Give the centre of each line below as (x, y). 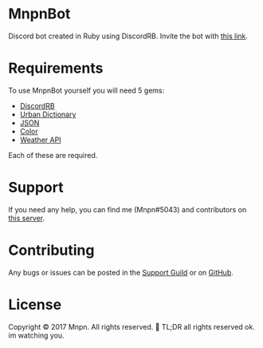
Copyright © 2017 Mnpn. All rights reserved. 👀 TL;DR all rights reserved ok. (131, 326)
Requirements (56, 68)
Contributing (51, 250)
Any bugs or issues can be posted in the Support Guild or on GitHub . (121, 272)
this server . (27, 218)
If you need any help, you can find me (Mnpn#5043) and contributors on (128, 209)
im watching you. (37, 335)
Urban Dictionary (48, 114)
